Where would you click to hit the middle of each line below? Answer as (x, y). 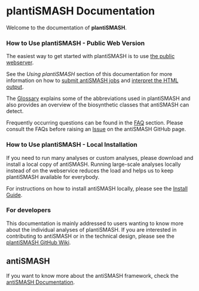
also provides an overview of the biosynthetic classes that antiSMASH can (98, 105)
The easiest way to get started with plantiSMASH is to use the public (91, 56)
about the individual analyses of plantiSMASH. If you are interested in (91, 229)
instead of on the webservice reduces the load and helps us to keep (90, 170)
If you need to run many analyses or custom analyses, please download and (100, 157)
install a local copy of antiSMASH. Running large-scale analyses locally (94, 164)
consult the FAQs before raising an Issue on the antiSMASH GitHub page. (96, 129)
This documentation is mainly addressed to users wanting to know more (95, 223)
